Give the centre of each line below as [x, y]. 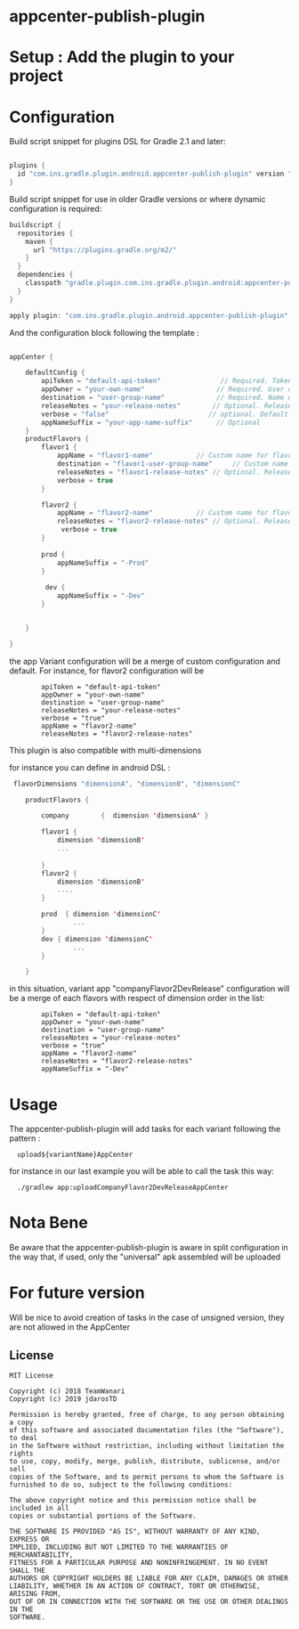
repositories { [45, 233]
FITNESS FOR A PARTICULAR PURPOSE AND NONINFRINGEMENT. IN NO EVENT [139, 1562]
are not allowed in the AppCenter [70, 1327]
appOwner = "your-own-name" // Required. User [163, 389]
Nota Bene [49, 1223]
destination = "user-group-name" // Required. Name [163, 398]
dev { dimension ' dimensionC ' [97, 939]
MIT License [31, 1375]
